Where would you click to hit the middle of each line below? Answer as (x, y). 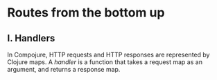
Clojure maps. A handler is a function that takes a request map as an (105, 62)
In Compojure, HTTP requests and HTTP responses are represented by (108, 54)
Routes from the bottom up (86, 13)
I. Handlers (31, 38)
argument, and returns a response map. (64, 69)
